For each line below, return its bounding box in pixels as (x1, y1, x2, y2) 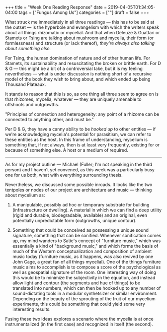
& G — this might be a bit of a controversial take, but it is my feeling (5, 66, 143, 71)
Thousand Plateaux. (5, 81, 46, 87)
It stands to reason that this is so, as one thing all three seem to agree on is (5, 91, 159, 97)
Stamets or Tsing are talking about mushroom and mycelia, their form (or (5, 35, 154, 41)
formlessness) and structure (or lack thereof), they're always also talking (5, 40, 155, 46)
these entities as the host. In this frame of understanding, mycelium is (5, 136, 148, 142)
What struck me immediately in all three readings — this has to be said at (5, 19, 155, 25)
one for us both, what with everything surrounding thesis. (5, 172, 123, 178)
